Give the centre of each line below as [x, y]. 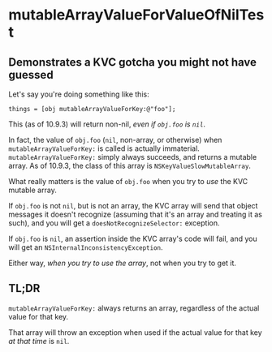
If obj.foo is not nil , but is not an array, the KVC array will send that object [133, 206]
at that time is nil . [39, 341]
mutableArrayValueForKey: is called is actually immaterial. [104, 148]
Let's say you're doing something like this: [79, 94]
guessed [31, 75]
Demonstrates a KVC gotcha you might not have [133, 62]
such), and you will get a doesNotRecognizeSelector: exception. [114, 223]
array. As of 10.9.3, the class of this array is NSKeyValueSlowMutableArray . [130, 165]
